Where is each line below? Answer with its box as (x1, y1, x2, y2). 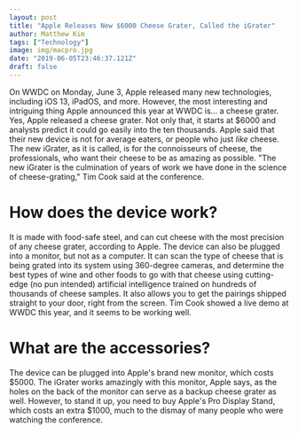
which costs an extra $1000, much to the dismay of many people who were (9, 405, 284, 415)
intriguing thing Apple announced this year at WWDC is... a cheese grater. (9, 105, 279, 116)
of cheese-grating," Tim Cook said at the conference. (9, 171, 205, 182)
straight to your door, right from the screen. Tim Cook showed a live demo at (9, 298, 289, 308)
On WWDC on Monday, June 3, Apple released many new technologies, (9, 86, 272, 97)
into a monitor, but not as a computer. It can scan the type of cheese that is (9, 250, 284, 261)
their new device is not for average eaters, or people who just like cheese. (9, 134, 279, 144)
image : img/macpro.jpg (9, 46, 93, 55)
